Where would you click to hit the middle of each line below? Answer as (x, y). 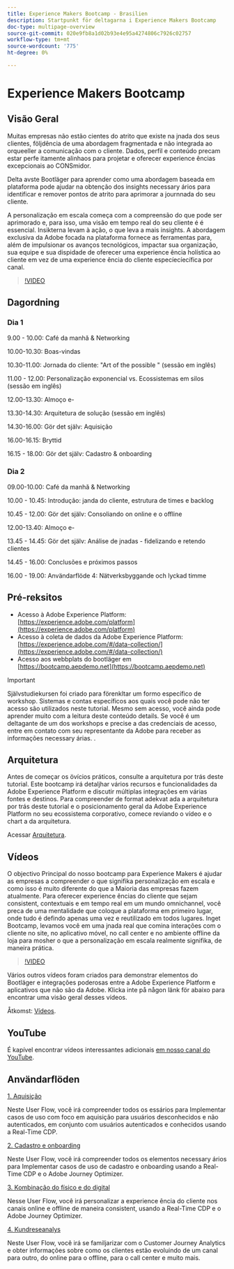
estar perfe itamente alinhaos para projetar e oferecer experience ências (111, 158)
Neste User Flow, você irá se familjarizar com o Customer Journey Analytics (116, 1242)
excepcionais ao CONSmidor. (49, 166)
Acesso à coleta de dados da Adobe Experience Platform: (100, 636)
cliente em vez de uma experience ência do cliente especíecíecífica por (110, 259)
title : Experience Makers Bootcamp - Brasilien (78, 14)
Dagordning (33, 302)
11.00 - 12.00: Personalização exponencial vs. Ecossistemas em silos (106, 378)
